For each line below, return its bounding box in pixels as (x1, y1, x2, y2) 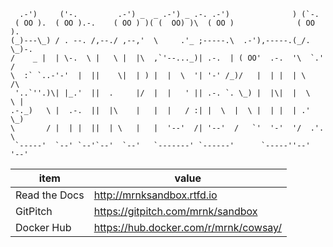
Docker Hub (15, 221, 72, 234)
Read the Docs (15, 188, 85, 202)
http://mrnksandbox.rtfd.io (93, 188, 218, 202)
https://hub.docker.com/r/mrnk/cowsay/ (93, 221, 282, 234)
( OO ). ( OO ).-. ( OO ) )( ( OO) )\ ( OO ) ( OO (14, 18, 315, 28)
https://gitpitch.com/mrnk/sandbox (93, 205, 258, 218)
